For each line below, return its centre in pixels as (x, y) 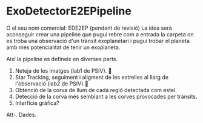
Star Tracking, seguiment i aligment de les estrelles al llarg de (92, 77)
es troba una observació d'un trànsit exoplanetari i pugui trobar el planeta (98, 41)
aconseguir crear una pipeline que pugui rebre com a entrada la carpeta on (100, 34)
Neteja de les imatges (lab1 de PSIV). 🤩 (63, 70)
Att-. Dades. (21, 115)
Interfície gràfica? (37, 103)
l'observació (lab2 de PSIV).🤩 (52, 84)
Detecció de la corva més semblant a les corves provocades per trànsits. (106, 96)
